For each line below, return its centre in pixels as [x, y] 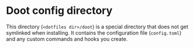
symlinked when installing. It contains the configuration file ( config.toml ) [94, 32]
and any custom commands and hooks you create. [67, 39]
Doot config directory [59, 11]
